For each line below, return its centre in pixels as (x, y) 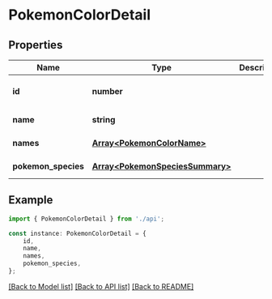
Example (31, 200)
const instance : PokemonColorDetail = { (78, 233)
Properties (36, 45)
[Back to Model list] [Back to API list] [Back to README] (101, 286)
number (107, 91)
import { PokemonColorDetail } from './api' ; (86, 219)
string (104, 120)
